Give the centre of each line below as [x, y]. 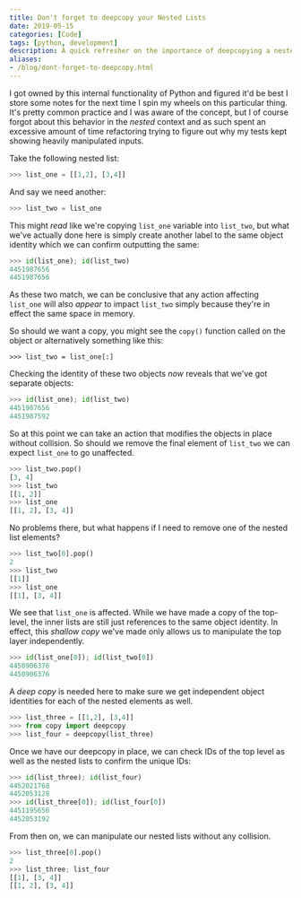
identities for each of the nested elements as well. [101, 701]
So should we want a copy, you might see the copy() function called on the [147, 331]
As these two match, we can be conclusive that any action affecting [134, 295]
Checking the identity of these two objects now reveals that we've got [138, 374]
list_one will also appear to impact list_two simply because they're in [140, 304]
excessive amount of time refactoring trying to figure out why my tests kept [148, 131]
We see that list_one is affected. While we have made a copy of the [135, 613]
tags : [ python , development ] [64, 43]
